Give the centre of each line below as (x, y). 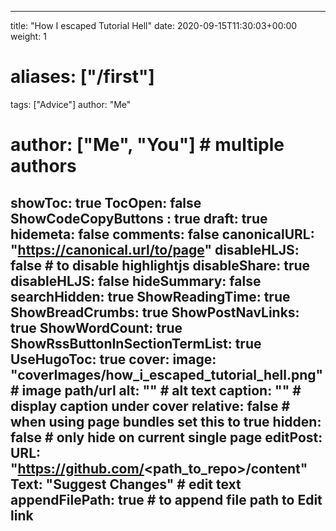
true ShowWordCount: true (96, 327)
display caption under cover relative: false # (150, 406)
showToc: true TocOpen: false (106, 202)
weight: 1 (28, 36)
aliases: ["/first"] (82, 77)
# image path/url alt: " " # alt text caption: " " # (156, 390)
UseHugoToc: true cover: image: (113, 359)
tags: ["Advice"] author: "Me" (71, 104)
